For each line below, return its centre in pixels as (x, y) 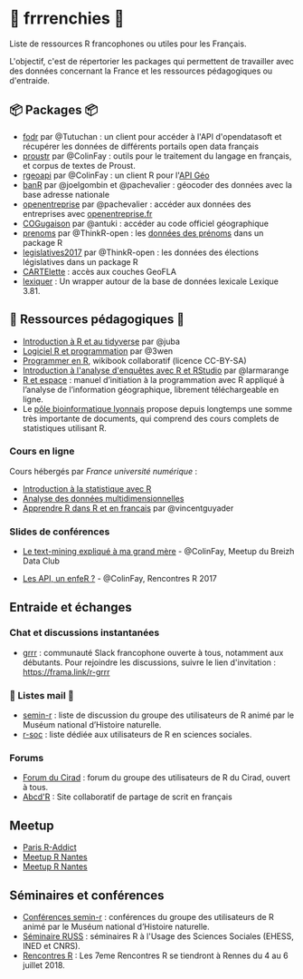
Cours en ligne (42, 451)
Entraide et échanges (71, 607)
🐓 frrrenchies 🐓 (67, 19)
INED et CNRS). (52, 946)
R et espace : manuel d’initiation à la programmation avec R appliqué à (153, 379)
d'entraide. (29, 80)
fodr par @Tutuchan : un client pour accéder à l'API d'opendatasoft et (152, 136)
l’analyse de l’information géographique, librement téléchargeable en (151, 389)
